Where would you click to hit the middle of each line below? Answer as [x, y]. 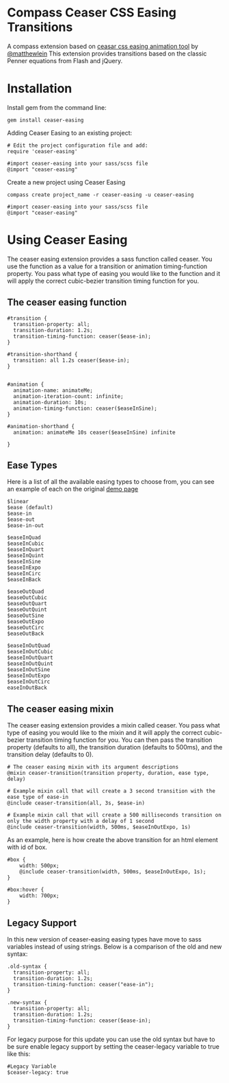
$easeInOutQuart [30, 658]
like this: [19, 1054]
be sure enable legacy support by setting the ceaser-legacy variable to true [113, 1047]
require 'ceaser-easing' [42, 151]
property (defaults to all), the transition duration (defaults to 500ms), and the [115, 747]
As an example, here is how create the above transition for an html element [113, 840]
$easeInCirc [24, 574]
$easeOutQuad [26, 592]
